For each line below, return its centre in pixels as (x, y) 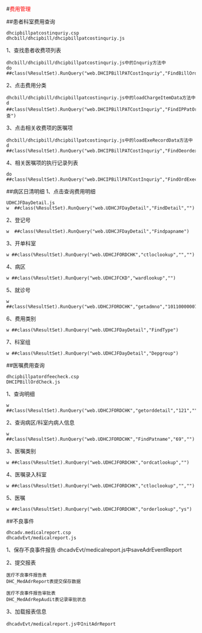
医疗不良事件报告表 (26, 575)
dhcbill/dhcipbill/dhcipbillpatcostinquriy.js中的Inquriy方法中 (86, 63)
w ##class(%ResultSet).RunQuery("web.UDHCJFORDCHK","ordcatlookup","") (98, 463)
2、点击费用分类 (26, 85)
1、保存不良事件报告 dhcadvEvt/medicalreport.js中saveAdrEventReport (94, 550)
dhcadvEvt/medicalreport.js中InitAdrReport (61, 624)
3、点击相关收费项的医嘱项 (40, 128)
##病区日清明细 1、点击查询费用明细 (51, 191)
